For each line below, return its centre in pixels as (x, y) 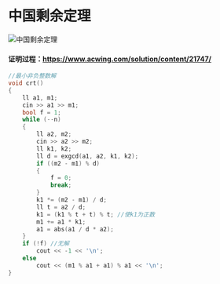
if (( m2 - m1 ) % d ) (68, 163)
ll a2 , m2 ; (54, 134)
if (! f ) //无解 (46, 244)
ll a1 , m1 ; (40, 98)
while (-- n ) (42, 120)
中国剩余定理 (50, 16)
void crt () (26, 83)
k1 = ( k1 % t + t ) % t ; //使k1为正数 (96, 214)
